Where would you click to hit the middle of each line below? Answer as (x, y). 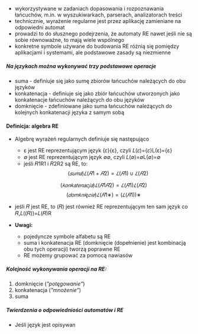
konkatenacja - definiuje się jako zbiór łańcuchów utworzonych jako (97, 93)
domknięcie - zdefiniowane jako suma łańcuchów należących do (93, 106)
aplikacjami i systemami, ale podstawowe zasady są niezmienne (93, 52)
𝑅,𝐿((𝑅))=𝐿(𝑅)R (33, 213)
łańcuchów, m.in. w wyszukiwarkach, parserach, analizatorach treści (98, 15)
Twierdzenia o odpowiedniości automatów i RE (65, 310)
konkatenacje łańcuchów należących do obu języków (79, 99)
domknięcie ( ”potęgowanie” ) (50, 284)
